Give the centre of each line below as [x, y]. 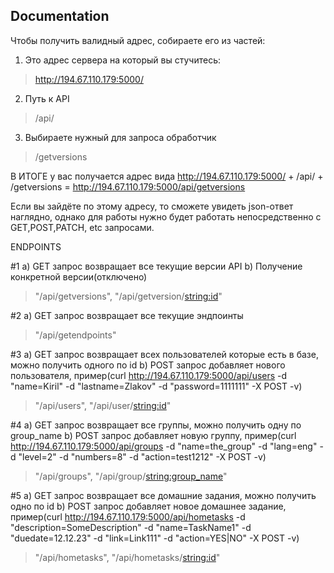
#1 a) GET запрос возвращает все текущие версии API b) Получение [156, 266]
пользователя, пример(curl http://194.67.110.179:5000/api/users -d [149, 375]
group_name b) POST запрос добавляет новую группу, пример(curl [153, 435]
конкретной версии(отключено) [79, 276]
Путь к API [47, 98]
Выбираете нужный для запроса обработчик [120, 137]
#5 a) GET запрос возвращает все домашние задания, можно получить [163, 495]
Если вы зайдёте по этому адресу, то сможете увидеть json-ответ [152, 206]
